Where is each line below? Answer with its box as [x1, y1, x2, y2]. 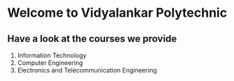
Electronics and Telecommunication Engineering [17, 66, 158, 74]
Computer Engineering [17, 59, 83, 67]
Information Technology [17, 51, 87, 59]
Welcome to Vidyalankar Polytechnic [7, 5, 228, 21]
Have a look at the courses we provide [7, 33, 177, 45]
